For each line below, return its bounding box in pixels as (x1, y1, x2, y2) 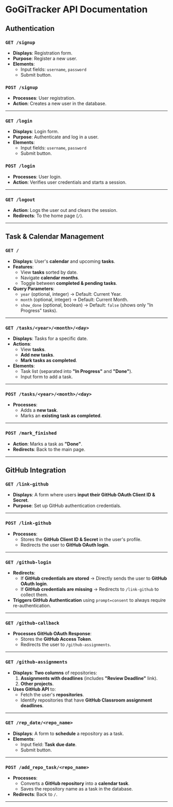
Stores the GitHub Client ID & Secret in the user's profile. (20, 536, 142, 542)
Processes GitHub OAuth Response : (12, 631, 92, 637)
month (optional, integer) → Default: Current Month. (20, 296, 129, 302)
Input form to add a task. (20, 374, 73, 380)
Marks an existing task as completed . (20, 413, 102, 419)
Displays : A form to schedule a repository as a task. (12, 730, 124, 737)
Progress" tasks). (20, 307, 58, 313)
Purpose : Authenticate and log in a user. (12, 134, 99, 140)
